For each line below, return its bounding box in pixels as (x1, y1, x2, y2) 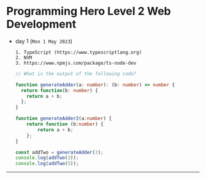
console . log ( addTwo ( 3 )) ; (15, 155, 79, 161)
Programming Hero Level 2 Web (6, 4, 172, 18)
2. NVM (15, 54, 32, 60)
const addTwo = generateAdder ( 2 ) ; (15, 149, 104, 155)
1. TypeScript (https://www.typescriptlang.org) (15, 49, 142, 56)
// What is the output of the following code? (15, 70, 137, 77)
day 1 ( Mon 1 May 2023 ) (15, 37, 72, 45)
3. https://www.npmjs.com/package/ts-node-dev (15, 60, 137, 66)
